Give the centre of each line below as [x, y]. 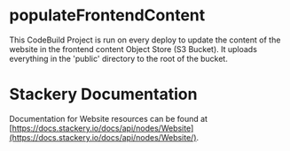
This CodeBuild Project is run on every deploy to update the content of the [145, 40]
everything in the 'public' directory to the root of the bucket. [118, 58]
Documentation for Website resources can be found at [109, 118]
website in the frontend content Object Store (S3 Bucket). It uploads [133, 49]
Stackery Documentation [103, 94]
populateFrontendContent [107, 15]
